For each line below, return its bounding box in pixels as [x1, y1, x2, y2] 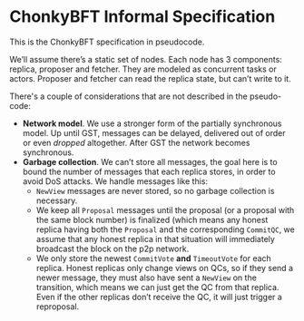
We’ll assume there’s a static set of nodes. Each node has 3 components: [9, 53, 283, 64]
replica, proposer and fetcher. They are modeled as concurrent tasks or [9, 63, 277, 74]
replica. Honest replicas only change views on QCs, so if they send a [35, 262, 293, 273]
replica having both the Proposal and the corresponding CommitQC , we [35, 224, 295, 235]
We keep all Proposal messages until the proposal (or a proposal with [35, 204, 295, 215]
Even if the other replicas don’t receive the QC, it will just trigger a [35, 291, 283, 302]
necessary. [35, 195, 78, 206]
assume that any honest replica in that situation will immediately [35, 233, 275, 244]
